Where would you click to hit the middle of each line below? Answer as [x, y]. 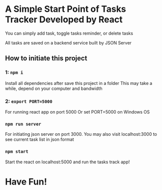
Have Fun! [26, 182]
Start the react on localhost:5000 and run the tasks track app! [67, 162]
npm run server [23, 124]
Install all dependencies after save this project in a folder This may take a [79, 83]
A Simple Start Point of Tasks [66, 9]
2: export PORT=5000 [29, 101]
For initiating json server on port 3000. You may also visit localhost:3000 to [81, 134]
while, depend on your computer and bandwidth [54, 88]
